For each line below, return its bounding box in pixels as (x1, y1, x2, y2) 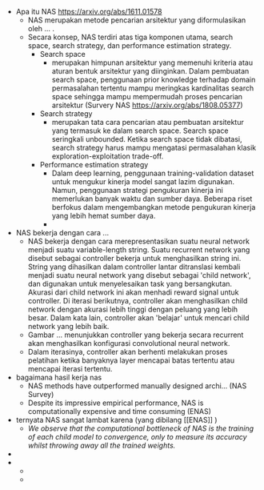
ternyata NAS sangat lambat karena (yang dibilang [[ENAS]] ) (15, 416, 218, 424)
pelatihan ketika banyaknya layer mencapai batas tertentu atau (27, 355, 234, 365)
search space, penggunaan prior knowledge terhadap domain (51, 75, 256, 84)
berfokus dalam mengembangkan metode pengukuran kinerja (51, 203, 256, 211)
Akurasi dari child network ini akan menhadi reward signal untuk (27, 287, 239, 297)
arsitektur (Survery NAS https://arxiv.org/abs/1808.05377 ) (51, 100, 243, 110)
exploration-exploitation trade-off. (51, 151, 164, 161)
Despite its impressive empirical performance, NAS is (27, 398, 204, 408)
